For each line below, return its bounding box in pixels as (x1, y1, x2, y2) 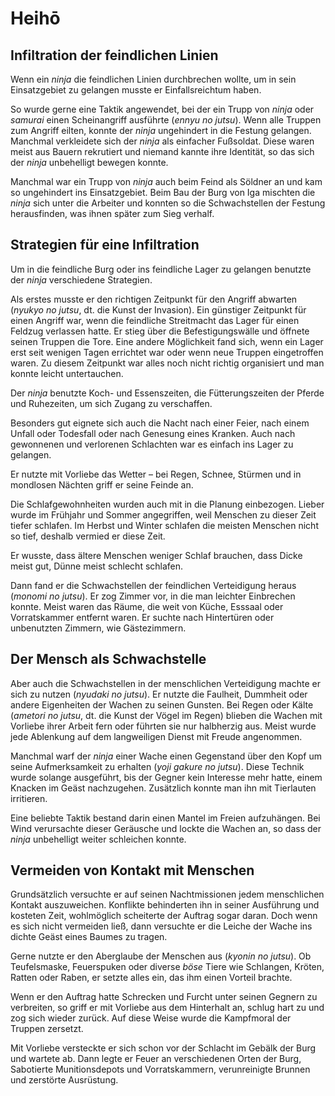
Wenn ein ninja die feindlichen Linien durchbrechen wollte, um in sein (10, 73, 297, 85)
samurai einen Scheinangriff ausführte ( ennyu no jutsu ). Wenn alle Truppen (10, 114, 322, 126)
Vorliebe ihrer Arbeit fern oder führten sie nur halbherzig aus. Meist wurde (10, 720, 317, 732)
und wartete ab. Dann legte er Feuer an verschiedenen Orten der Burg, (10, 1053, 302, 1065)
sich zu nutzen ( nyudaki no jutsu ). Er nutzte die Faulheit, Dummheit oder (10, 688, 308, 700)
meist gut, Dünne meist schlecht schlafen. (10, 560, 184, 572)
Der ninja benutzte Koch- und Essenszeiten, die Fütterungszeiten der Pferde (10, 387, 325, 399)
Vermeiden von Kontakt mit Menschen (10, 862, 255, 879)
